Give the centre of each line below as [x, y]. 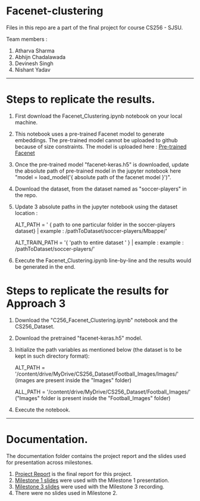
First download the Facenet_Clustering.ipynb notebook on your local [99, 116]
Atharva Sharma [35, 50]
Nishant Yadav [32, 69]
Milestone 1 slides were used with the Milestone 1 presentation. [92, 480]
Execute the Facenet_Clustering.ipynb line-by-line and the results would [103, 260]
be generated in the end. [45, 266]
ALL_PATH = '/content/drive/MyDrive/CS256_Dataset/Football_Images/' [103, 392]
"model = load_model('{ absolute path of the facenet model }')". [93, 177]
